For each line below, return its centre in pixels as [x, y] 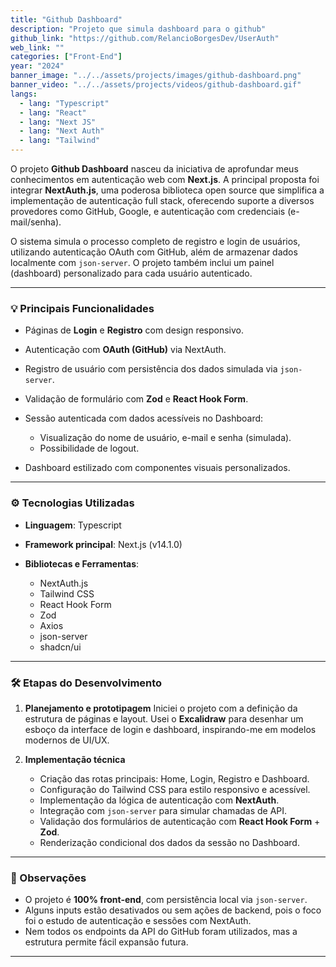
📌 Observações [48, 878]
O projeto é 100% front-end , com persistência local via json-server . [166, 900]
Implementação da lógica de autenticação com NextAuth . [159, 800]
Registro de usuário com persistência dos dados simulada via [151, 369]
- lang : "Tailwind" [60, 141]
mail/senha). [36, 222]
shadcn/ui [60, 647]
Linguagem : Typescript [73, 525]
